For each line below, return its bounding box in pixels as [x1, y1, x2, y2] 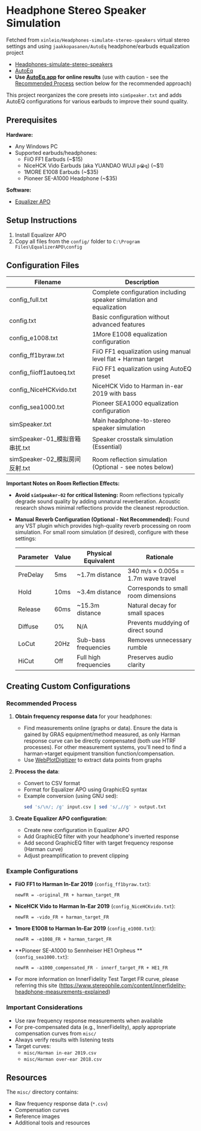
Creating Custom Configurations [6, 681, 130, 691]
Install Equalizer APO [14, 231, 67, 238]
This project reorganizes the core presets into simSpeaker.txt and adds [6, 91, 182, 98]
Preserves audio [127, 653, 173, 662]
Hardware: [6, 131, 33, 138]
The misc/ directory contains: [6, 1088, 79, 1096]
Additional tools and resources [14, 1119, 91, 1126]
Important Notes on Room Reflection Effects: [6, 480, 120, 487]
